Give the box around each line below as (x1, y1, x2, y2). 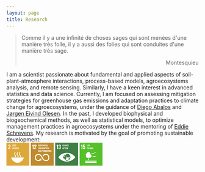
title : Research (6, 16, 48, 23)
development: (6, 135, 41, 143)
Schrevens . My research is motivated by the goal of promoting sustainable (6, 129, 193, 136)
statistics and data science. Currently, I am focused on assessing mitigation (6, 90, 196, 97)
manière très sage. (21, 47, 69, 54)
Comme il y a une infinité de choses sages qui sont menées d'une (21, 34, 187, 41)
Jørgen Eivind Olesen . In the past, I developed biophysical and (6, 110, 164, 117)
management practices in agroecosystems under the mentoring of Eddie (6, 122, 189, 130)
